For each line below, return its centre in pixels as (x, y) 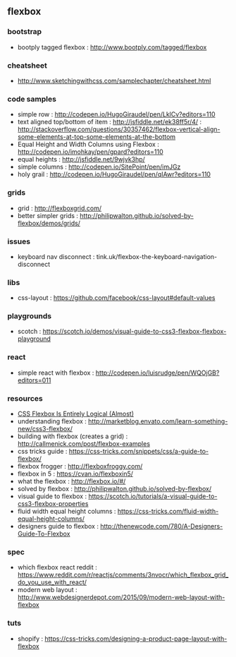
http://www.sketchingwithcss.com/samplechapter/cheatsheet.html (114, 80)
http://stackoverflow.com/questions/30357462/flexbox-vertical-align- (119, 129)
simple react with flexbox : (56, 373)
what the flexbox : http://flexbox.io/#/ (72, 481)
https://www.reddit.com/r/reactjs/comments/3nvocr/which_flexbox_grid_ (123, 575)
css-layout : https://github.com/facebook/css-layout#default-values (116, 298)
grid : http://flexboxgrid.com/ (60, 208)
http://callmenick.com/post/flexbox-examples (83, 444)
